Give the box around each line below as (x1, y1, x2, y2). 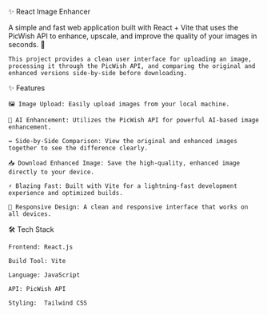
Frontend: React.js (8, 243, 74, 251)
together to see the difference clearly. (8, 144, 149, 152)
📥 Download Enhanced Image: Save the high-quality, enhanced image (8, 159, 241, 167)
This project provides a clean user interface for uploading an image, (8, 55, 252, 63)
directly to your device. (8, 168, 94, 176)
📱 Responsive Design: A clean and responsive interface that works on (8, 203, 249, 211)
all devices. (8, 210, 52, 218)
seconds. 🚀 (8, 40, 46, 49)
